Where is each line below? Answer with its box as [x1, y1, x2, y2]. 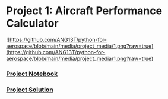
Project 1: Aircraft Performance [6, 4, 162, 18]
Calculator [6, 16, 59, 30]
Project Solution [6, 85, 53, 94]
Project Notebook [6, 70, 58, 78]
